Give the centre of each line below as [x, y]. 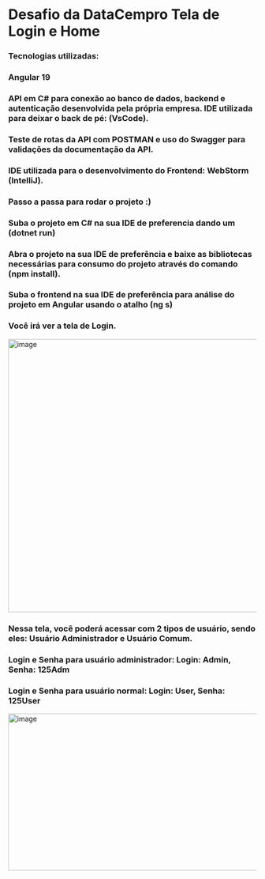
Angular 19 [30, 77]
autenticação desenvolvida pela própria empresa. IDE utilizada [131, 108]
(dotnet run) [32, 232]
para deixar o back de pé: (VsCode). [78, 118]
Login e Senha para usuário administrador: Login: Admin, [119, 659]
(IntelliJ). [26, 180]
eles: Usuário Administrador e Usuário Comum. [101, 638]
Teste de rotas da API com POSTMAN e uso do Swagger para [127, 139]
